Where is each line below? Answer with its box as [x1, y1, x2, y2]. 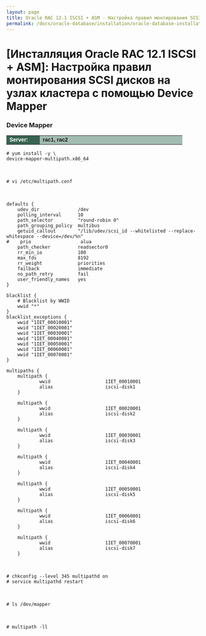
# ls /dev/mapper [6, 601, 51, 607]
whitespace [6, 233, 34, 240]
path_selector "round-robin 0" [17, 217, 120, 223]
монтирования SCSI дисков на [6, 73, 170, 87]
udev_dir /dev [17, 206, 89, 213]
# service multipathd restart [6, 578, 84, 584]
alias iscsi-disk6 [39, 518, 136, 524]
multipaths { [6, 367, 40, 374]
